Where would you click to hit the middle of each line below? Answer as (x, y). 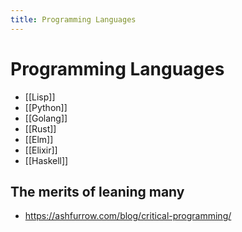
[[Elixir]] (41, 150)
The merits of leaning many (97, 191)
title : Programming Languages (73, 19)
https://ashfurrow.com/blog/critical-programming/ (128, 216)
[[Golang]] (46, 118)
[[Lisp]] (40, 97)
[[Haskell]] (46, 160)
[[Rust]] (40, 128)
